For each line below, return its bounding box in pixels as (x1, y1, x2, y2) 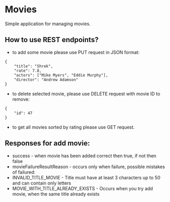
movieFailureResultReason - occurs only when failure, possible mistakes (12, 163, 165, 170)
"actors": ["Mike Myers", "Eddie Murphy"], (14, 72, 109, 78)
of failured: (12, 169, 35, 175)
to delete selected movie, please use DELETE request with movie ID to (12, 90, 161, 97)
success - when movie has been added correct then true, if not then (12, 153, 157, 159)
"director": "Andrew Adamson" (14, 77, 79, 82)
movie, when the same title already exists (12, 191, 100, 197)
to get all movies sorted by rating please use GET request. (12, 124, 135, 130)
